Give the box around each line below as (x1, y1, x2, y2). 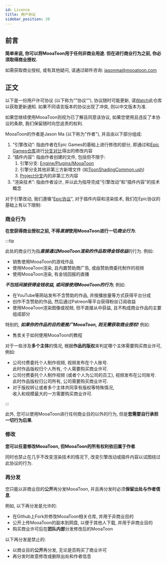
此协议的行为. (5, 460, 33, 466)
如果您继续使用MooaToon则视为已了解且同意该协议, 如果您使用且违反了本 (5, 114, 156, 120)
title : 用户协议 (5, 12, 36, 17)
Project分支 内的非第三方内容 (19, 173, 79, 178)
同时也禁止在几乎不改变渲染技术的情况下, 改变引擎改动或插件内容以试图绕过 (5, 454, 161, 460)
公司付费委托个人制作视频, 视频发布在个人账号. (12, 360, 108, 366)
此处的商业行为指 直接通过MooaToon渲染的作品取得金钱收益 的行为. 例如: (5, 248, 154, 254)
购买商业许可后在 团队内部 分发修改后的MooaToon (12, 526, 113, 532)
